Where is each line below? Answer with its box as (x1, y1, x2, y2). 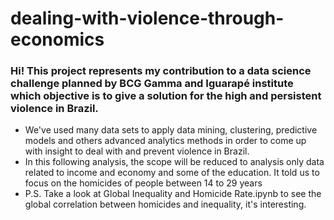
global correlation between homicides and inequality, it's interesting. (24, 198, 307, 211)
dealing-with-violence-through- (10, 7, 285, 30)
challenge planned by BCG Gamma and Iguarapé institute (10, 77, 294, 91)
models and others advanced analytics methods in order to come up (24, 135, 307, 147)
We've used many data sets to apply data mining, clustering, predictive (24, 124, 318, 136)
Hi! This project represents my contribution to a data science (10, 64, 312, 78)
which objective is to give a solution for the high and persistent (10, 89, 322, 103)
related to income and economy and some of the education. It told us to (24, 167, 320, 179)
